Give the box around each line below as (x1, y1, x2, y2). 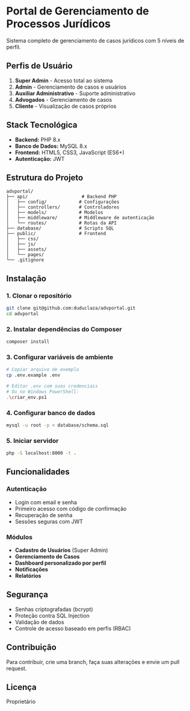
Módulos (6, 533, 33, 541)
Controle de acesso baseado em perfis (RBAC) (14, 625, 131, 632)
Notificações (14, 565, 48, 573)
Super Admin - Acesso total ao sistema (14, 77, 113, 84)
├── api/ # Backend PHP (6, 194, 117, 200)
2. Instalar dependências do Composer (6, 325, 122, 333)
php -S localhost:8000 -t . (6, 450, 77, 456)
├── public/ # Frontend (6, 231, 106, 237)
